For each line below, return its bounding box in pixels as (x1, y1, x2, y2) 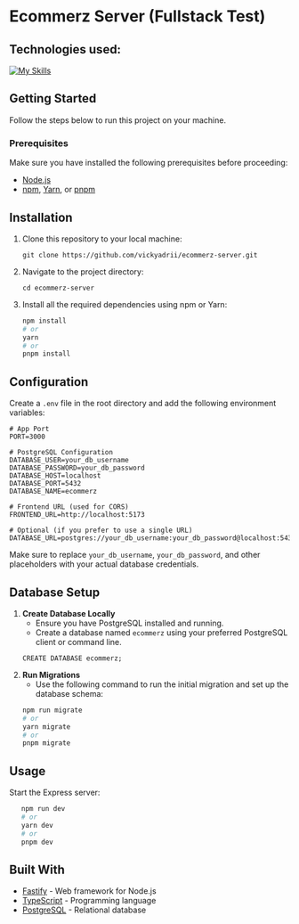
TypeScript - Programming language (21, 895, 157, 906)
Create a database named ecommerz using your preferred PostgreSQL (35, 626, 288, 638)
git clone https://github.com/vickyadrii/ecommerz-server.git (21, 250, 258, 259)
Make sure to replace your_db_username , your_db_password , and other (9, 550, 261, 560)
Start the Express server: (9, 787, 101, 798)
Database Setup (9, 585, 101, 600)
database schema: (35, 688, 104, 699)
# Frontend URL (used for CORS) (9, 503, 129, 511)
